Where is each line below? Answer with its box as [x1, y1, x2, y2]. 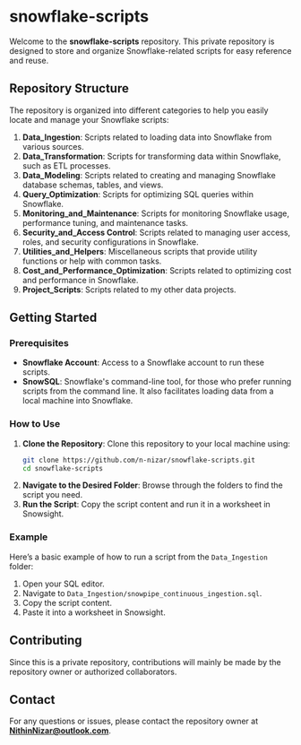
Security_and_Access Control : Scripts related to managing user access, [21, 227, 291, 238]
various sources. [21, 141, 84, 152]
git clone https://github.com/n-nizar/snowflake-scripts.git [21, 455, 256, 464]
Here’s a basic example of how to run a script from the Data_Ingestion [9, 551, 269, 562]
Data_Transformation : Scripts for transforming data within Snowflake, [21, 151, 281, 161]
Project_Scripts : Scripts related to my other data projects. [21, 284, 236, 295]
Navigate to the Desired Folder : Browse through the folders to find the [21, 480, 284, 490]
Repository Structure [9, 81, 130, 96]
